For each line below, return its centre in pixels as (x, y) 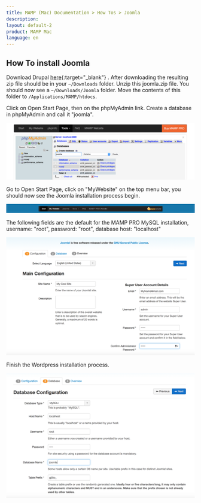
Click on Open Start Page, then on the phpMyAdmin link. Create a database (99, 108)
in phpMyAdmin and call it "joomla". (50, 114)
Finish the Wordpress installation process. (58, 365)
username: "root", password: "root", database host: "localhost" (84, 229)
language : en (22, 38)
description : (22, 19)
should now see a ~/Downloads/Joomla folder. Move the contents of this (93, 90)
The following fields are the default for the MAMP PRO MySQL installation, (98, 223)
